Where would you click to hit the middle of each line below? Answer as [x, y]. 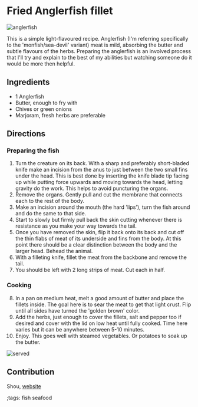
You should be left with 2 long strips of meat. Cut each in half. [90, 270]
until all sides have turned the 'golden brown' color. [77, 310]
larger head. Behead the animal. [54, 251]
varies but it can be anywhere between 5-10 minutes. [80, 329]
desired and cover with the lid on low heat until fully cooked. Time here [101, 323]
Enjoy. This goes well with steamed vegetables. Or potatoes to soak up [101, 336]
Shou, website [24, 386]
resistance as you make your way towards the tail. [76, 226]
